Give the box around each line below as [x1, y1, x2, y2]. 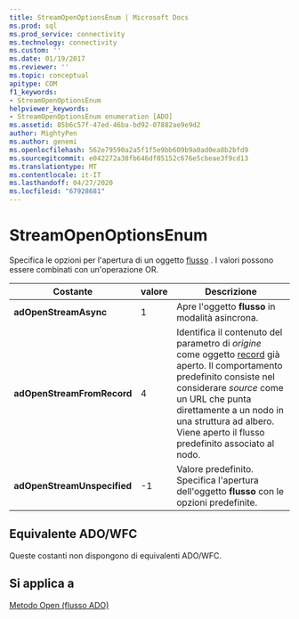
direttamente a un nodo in [176, 403, 285, 416]
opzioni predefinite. [176, 496, 258, 509]
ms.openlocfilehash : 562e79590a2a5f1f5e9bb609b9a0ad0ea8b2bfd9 [9, 145, 249, 154]
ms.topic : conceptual [9, 71, 90, 80]
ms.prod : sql [9, 21, 58, 30]
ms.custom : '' [9, 46, 62, 55]
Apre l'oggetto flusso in [176, 300, 276, 313]
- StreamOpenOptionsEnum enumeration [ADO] [9, 112, 174, 121]
